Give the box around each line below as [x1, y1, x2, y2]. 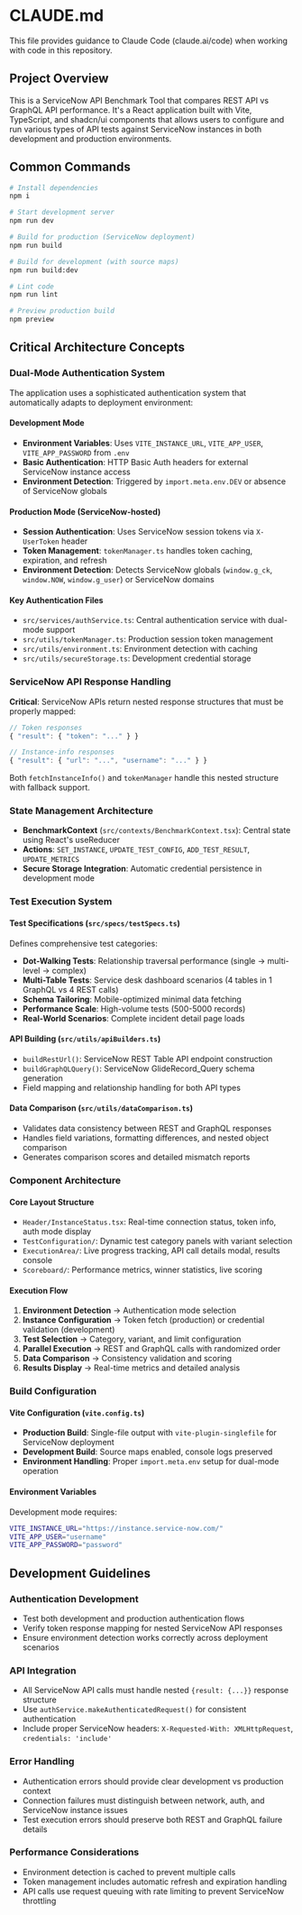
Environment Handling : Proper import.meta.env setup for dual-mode [22, 1456, 279, 1467]
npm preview [9, 315, 54, 325]
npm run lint [9, 290, 59, 299]
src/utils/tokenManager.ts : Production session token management [22, 634, 273, 645]
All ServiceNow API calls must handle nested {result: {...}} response [22, 1685, 289, 1696]
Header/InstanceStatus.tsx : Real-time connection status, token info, [22, 1216, 277, 1227]
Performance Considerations [9, 1846, 140, 1858]
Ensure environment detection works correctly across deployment [22, 1632, 269, 1643]
